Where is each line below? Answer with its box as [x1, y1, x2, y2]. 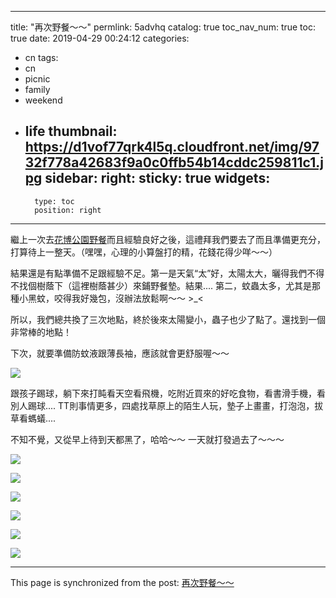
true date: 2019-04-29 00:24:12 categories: [10, 32, 190, 44]
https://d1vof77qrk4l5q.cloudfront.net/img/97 [24, 139, 320, 156]
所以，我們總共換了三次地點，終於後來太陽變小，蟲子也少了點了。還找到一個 [10, 313, 326, 325]
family [24, 84, 51, 95]
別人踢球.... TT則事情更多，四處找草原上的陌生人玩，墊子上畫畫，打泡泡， [10, 399, 315, 411]
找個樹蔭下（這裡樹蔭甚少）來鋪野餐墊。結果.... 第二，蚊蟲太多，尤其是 [18, 279, 313, 291]
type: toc [34, 196, 75, 206]
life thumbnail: [24, 123, 118, 140]
